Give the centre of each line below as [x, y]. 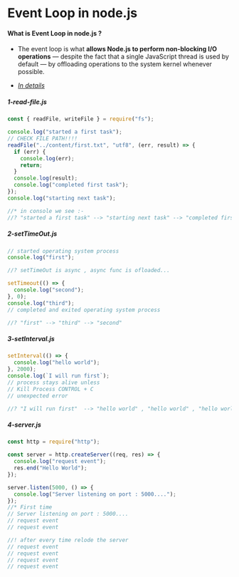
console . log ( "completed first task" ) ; [71, 185]
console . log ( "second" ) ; [49, 290]
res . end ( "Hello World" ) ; [51, 468]
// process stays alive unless [54, 383]
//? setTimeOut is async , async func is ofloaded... [89, 271]
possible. [31, 72]
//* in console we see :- [46, 211]
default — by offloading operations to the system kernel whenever [115, 64]
